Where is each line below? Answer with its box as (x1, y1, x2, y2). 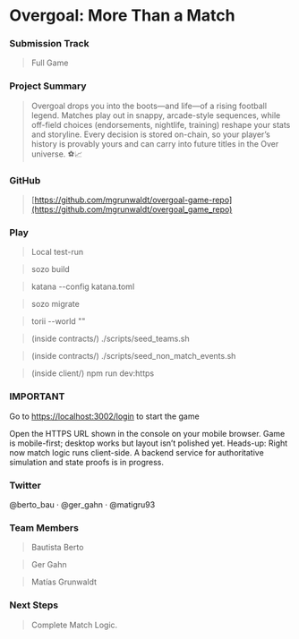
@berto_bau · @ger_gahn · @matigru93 (9, 498, 156, 510)
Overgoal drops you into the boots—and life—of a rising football (30, 100, 267, 111)
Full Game (30, 57, 69, 68)
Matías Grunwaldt (30, 576, 97, 587)
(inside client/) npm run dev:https (30, 368, 155, 379)
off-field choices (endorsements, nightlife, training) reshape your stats (30, 119, 291, 130)
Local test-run (30, 247, 83, 258)
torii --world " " (30, 316, 86, 327)
